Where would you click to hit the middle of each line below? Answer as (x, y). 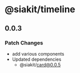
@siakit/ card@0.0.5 (40, 64)
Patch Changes (24, 43)
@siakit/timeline (40, 9)
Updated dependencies (37, 59)
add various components (38, 54)
